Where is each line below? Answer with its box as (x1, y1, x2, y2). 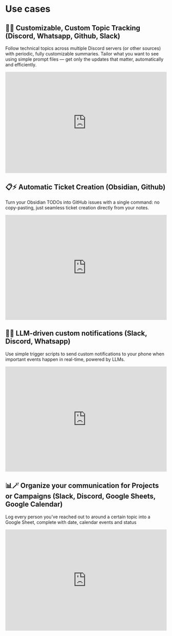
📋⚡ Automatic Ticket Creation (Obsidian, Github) (5, 183, 166, 192)
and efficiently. (5, 62, 37, 67)
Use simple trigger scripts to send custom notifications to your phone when (5, 351, 165, 357)
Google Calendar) (5, 500, 63, 509)
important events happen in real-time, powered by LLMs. (5, 356, 125, 362)
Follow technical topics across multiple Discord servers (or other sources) (5, 45, 161, 51)
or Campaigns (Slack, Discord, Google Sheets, (5, 492, 156, 501)
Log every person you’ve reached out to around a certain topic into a (5, 514, 150, 520)
